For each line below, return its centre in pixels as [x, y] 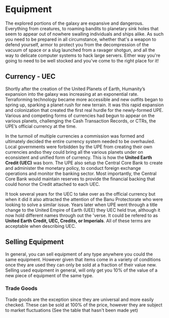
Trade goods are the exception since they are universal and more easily [79, 299]
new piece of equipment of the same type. [49, 275]
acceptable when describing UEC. [41, 226]
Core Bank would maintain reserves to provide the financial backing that [80, 179]
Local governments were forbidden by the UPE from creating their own [79, 147]
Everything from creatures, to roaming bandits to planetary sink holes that [82, 28]
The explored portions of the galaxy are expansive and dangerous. [74, 23]
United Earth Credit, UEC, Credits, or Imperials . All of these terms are [78, 221]
